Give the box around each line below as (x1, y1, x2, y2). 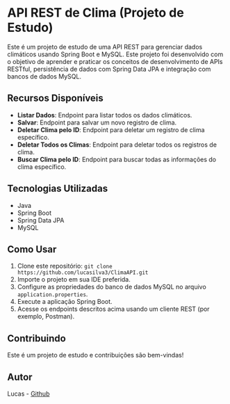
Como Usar (7, 243, 57, 255)
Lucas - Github (7, 389, 50, 398)
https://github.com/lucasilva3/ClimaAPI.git (17, 269, 149, 276)
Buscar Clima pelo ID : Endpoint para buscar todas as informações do (17, 155, 217, 163)
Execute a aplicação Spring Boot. (17, 298, 113, 306)
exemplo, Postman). (17, 312, 75, 321)
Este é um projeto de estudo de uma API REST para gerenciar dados (7, 42, 203, 51)
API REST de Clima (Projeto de (7, 5, 184, 21)
